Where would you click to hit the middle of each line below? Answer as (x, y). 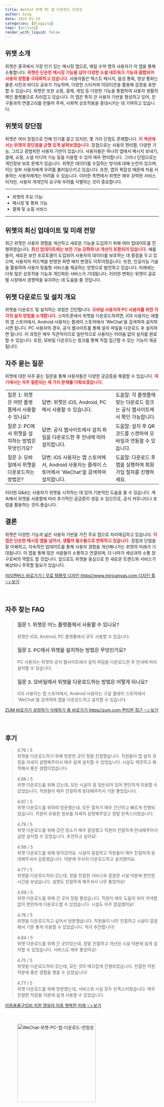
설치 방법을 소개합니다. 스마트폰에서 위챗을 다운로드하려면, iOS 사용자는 (82, 316)
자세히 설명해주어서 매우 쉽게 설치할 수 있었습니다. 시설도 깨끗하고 (89, 762)
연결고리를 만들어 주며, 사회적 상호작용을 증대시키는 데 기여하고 (82, 103)
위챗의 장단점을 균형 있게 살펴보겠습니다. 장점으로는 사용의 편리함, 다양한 (82, 145)
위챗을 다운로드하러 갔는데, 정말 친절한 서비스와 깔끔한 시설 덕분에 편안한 (86, 875)
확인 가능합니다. (138, 417)
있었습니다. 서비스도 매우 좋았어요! (64, 950)
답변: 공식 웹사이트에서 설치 (72, 430)
